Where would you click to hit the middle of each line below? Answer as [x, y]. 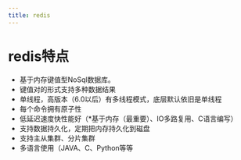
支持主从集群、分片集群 [57, 138]
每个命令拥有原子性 [50, 108]
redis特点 [39, 56]
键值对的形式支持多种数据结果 [67, 89]
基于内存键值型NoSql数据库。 [67, 80]
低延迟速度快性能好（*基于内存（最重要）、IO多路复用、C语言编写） [128, 119]
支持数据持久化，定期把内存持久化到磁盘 [85, 128]
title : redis [29, 15]
